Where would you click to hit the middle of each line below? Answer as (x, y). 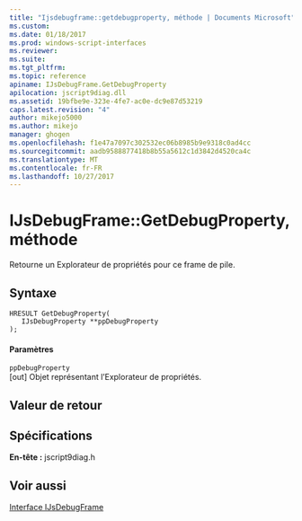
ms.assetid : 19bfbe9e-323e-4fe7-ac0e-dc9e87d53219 (106, 101)
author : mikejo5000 (46, 118)
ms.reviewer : (34, 51)
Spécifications (51, 435)
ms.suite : (28, 59)
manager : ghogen (40, 135)
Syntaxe (33, 293)
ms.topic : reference (48, 76)
